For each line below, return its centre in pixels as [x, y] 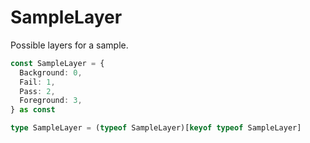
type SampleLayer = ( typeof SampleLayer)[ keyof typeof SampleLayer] [156, 128]
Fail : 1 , [37, 82]
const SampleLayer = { [57, 63]
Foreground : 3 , [51, 101]
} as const [33, 110]
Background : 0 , [51, 72]
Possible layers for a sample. [69, 45]
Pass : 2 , [37, 91]
